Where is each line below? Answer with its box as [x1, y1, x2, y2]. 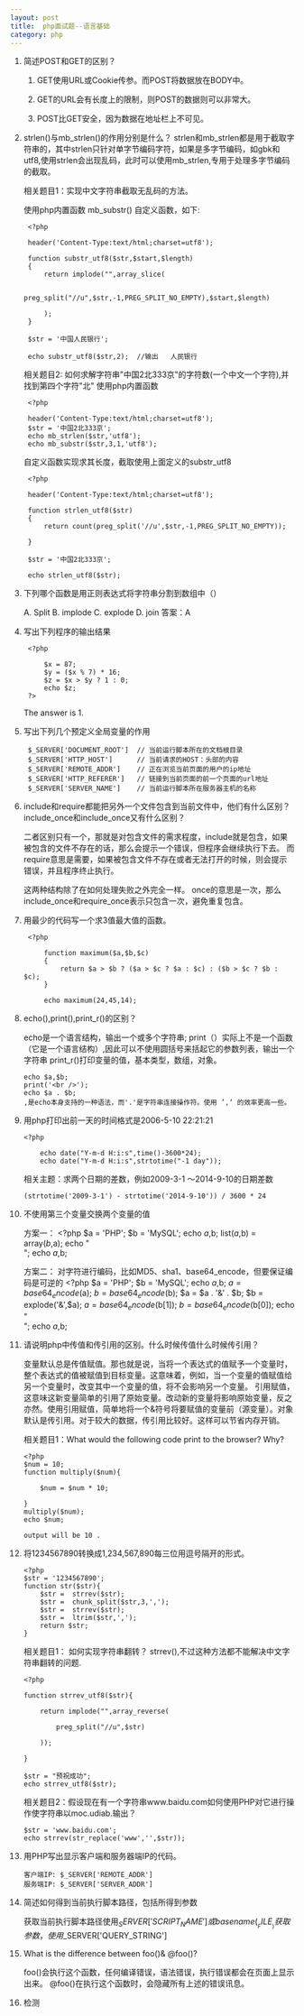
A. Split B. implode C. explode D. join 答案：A [23, 607, 191, 618]
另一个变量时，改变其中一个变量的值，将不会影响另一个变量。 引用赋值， [23, 1381, 295, 1392]
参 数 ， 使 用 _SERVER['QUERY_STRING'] [23, 1930, 168, 1941]
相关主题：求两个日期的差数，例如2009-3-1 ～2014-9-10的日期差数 [23, 1174, 273, 1184]
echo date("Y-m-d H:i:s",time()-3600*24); [40, 1149, 202, 1158]
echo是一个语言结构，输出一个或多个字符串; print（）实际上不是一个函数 [23, 1032, 294, 1043]
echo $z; [43, 684, 77, 693]
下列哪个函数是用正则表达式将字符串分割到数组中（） [23, 588, 222, 599]
